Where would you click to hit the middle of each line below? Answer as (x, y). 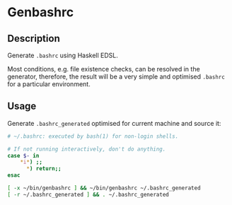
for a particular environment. (49, 84)
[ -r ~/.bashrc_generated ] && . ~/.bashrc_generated (88, 194)
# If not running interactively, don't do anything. (87, 149)
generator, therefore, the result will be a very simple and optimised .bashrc (116, 76)
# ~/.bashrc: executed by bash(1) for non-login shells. (93, 136)
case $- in (23, 156)
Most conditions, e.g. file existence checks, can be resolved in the (104, 69)
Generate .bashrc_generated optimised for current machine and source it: (114, 123)
